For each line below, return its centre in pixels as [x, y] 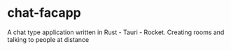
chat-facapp [44, 13]
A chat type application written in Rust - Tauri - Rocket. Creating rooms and [116, 32]
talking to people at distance [48, 39]
